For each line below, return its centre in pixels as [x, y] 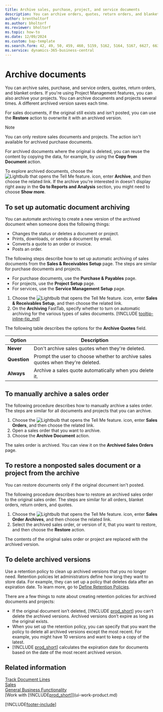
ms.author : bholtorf [26, 23]
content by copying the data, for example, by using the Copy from [71, 157]
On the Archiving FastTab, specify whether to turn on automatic [76, 309]
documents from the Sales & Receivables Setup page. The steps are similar [81, 264]
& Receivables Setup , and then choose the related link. [67, 303]
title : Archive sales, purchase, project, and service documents [72, 9]
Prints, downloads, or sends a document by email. [62, 239]
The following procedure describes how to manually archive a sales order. [79, 406]
